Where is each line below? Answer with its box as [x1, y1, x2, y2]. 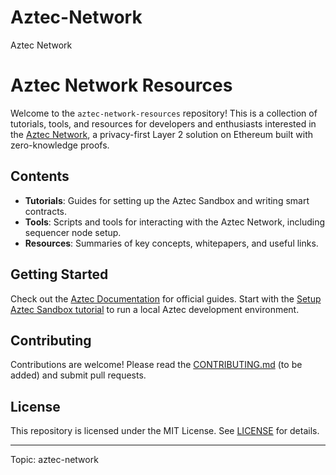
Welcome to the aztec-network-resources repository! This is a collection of [10, 107, 318, 119]
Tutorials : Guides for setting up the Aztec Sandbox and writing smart [24, 194, 310, 206]
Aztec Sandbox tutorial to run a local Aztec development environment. [10, 303, 300, 315]
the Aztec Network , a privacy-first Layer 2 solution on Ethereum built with [10, 128, 314, 140]
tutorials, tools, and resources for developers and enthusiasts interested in [10, 117, 317, 130]
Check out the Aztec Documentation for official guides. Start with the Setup [10, 292, 322, 305]
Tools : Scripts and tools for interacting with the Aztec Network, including [24, 216, 326, 228]
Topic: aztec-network [10, 454, 99, 466]
